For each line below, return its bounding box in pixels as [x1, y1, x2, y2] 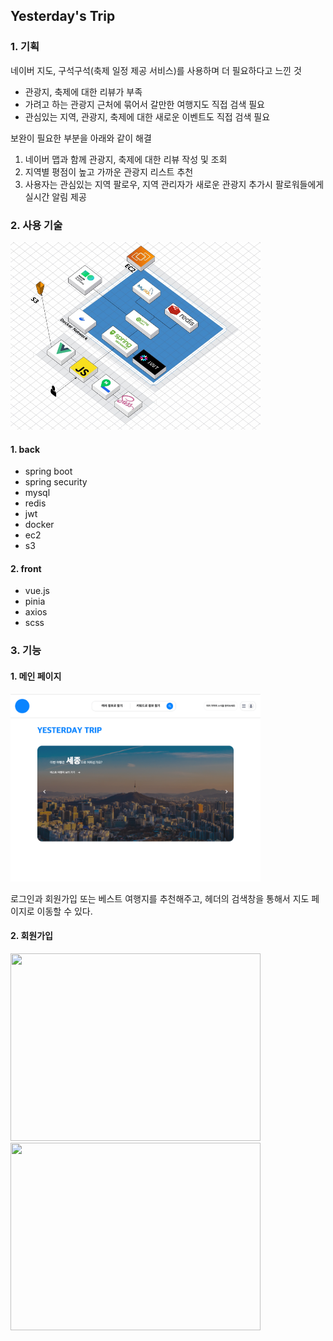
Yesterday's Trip [10, 8, 116, 25]
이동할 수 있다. [36, 905, 93, 917]
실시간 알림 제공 [24, 190, 87, 203]
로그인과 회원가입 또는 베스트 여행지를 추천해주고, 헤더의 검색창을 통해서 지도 [10, 892, 310, 904]
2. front [10, 562, 42, 574]
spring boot [24, 465, 73, 478]
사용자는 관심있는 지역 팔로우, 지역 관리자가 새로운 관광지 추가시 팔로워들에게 [24, 178, 325, 190]
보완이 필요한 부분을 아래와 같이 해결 [10, 132, 152, 144]
